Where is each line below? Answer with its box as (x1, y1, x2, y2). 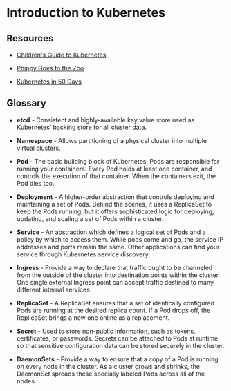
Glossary (6, 97, 46, 109)
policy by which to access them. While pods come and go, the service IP (16, 235, 224, 243)
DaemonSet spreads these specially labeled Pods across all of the (16, 370, 205, 378)
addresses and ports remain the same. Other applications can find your (16, 242, 220, 251)
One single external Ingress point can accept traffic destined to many (16, 278, 214, 286)
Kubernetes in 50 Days (16, 77, 82, 86)
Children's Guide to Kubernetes (16, 50, 107, 59)
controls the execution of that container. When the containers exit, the (16, 171, 216, 180)
